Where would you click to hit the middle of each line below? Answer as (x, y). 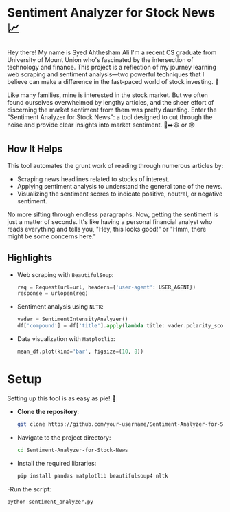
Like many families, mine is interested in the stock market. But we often (107, 95)
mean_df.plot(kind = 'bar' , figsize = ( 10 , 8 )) (80, 352)
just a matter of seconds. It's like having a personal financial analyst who (110, 221)
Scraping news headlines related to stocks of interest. (93, 179)
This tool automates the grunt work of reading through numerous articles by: (115, 165)
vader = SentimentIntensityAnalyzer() (72, 319)
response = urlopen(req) (53, 294)
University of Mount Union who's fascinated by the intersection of (100, 59)
